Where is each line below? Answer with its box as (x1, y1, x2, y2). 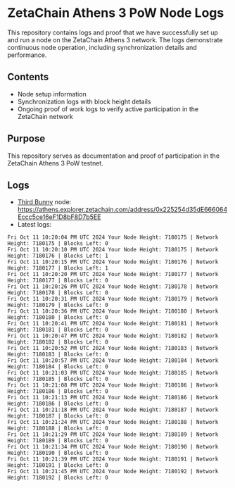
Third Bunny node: (17, 198, 72, 206)
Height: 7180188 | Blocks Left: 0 (7, 425, 109, 432)
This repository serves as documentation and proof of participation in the (7, 151, 220, 160)
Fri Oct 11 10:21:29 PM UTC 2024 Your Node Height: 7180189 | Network (7, 431, 219, 438)
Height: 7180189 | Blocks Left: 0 (7, 437, 109, 444)
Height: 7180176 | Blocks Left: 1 (7, 252, 109, 260)
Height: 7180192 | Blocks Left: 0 (7, 474, 109, 482)
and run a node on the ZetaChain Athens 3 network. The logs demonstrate (7, 35, 223, 44)
